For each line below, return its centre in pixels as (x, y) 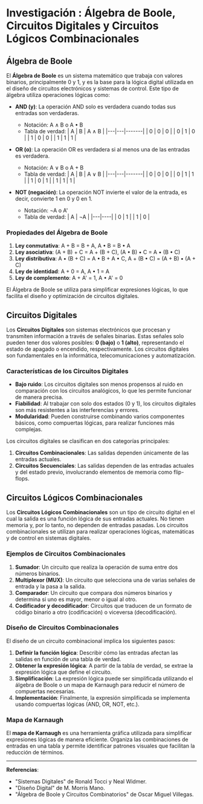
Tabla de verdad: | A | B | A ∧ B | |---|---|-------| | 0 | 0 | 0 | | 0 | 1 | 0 (109, 131)
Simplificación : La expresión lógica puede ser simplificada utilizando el (104, 678)
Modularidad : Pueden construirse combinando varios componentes (100, 417)
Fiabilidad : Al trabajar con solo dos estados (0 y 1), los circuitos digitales (105, 404)
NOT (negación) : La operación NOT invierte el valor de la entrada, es (101, 192)
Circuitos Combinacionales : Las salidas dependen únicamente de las (102, 453)
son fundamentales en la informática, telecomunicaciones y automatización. (101, 356)
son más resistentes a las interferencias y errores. (77, 410)
